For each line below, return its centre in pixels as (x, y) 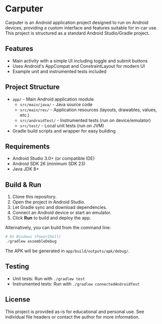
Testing (17, 266)
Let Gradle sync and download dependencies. (60, 207)
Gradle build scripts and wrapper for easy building (64, 131)
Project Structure (32, 87)
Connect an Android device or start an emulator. (62, 213)
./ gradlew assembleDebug (31, 242)
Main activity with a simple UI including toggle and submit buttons (80, 61)
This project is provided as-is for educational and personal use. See (75, 312)
